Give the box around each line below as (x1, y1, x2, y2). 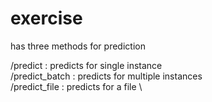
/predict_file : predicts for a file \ (10, 80, 143, 92)
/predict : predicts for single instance (10, 59, 163, 71)
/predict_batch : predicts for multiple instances (10, 70, 203, 82)
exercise (10, 7, 83, 30)
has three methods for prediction (10, 40, 146, 52)
